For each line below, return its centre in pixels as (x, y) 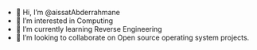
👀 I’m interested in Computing (64, 21)
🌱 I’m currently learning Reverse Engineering (89, 29)
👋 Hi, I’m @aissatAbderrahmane (68, 12)
